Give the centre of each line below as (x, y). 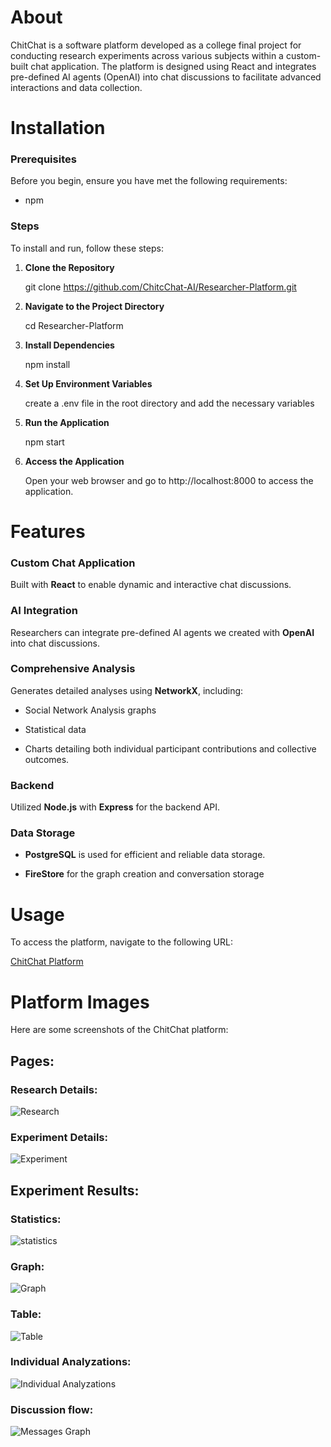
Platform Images (80, 1002)
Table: (26, 1314)
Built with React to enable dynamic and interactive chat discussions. (151, 585)
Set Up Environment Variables (88, 383)
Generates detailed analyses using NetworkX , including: (127, 690)
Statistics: (36, 1219)
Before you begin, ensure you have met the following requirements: (149, 181)
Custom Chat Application (73, 563)
